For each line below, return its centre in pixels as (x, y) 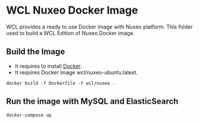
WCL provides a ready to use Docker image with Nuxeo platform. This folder (99, 27)
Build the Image (36, 52)
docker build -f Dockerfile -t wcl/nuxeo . (61, 83)
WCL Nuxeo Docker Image (72, 10)
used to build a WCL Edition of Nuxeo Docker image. (70, 33)
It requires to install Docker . (48, 66)
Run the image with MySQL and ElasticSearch (92, 101)
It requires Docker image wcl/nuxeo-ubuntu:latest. (76, 72)
